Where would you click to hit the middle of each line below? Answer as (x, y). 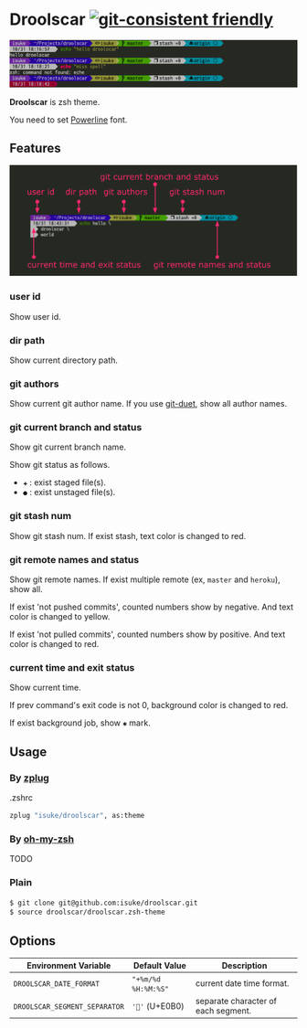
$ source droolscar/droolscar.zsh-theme (88, 912)
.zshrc (21, 798)
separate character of (236, 1002)
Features (35, 148)
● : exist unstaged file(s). (69, 493)
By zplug (30, 778)
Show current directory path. (64, 360)
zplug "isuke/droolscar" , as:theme (77, 816)
